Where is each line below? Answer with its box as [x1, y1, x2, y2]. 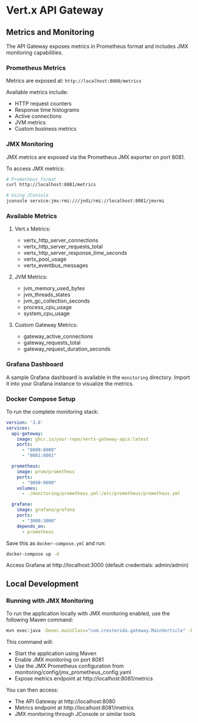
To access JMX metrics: [6, 165, 65, 172]
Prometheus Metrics [6, 63, 66, 72]
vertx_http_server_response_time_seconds [23, 249, 127, 257]
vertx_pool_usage [23, 255, 67, 263]
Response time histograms [14, 106, 80, 114]
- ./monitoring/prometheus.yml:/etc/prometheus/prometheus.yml [21, 491, 181, 497]
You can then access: [6, 686, 59, 693]
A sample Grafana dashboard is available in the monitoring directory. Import [6, 374, 190, 381]
